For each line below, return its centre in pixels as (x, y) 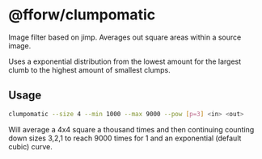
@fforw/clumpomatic (82, 15)
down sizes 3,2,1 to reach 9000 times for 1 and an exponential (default (125, 138)
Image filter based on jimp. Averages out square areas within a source (125, 37)
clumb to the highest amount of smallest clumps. (90, 69)
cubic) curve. (30, 146)
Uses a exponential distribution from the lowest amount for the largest (125, 61)
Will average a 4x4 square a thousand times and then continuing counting (131, 129)
